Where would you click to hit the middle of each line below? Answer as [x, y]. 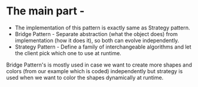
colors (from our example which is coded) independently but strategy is [95, 71]
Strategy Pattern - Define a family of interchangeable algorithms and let [103, 47]
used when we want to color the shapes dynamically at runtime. [85, 77]
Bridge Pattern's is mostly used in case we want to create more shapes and [99, 65]
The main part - [45, 11]
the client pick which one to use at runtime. [68, 53]
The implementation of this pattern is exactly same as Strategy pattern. [102, 28]
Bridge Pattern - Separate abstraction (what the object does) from [96, 34]
